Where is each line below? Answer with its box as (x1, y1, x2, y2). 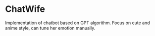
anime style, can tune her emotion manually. (5, 25, 96, 31)
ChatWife (5, 3, 46, 15)
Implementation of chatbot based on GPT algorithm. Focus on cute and (5, 20, 150, 26)
